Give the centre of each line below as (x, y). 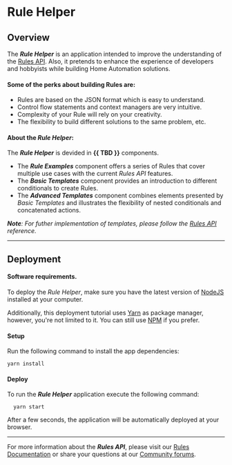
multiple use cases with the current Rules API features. (95, 174)
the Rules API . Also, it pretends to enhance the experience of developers (110, 61)
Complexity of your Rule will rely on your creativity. (89, 115)
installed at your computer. (45, 299)
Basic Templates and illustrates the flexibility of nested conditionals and (119, 203)
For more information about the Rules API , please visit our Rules (98, 447)
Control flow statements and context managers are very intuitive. (109, 107)
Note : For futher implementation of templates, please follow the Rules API (112, 224)
